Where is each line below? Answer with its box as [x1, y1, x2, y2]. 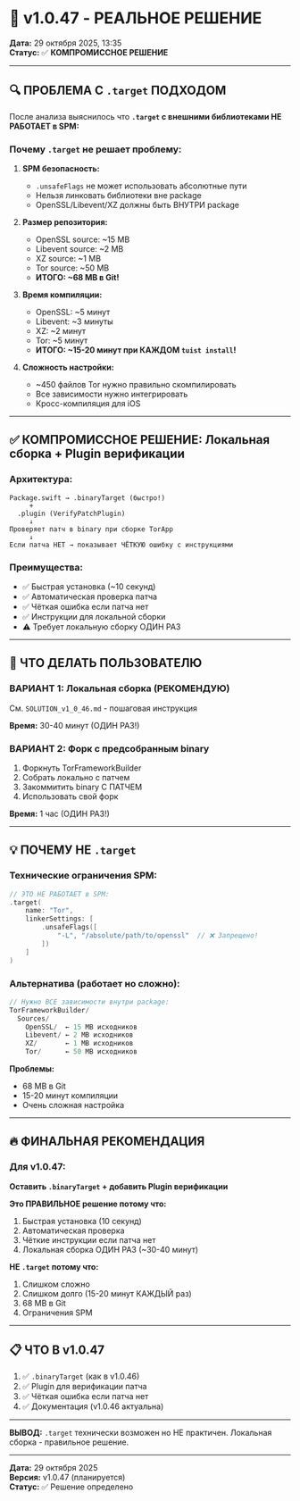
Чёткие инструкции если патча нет [21, 1234, 156, 1245]
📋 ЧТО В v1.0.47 [9, 1343, 105, 1358]
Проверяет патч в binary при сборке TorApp [9, 524, 174, 534]
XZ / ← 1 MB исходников [25, 1039, 134, 1048]
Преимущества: [9, 561, 83, 573]
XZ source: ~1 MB [35, 254, 101, 264]
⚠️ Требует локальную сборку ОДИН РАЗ [21, 621, 181, 632]
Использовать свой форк [21, 791, 119, 802]
